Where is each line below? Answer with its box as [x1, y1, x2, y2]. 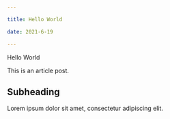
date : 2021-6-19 [7, 28, 53, 35]
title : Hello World [7, 16, 63, 23]
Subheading [7, 86, 60, 98]
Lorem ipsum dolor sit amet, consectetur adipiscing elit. [7, 104, 164, 113]
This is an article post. [7, 66, 70, 75]
